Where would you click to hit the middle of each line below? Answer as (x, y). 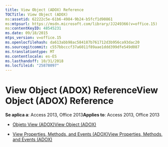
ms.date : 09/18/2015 (27, 33)
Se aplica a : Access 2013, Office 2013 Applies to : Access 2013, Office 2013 (82, 115)
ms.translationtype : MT (30, 51)
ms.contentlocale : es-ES (31, 56)
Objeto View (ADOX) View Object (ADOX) (54, 124)
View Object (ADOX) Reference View (82, 90)
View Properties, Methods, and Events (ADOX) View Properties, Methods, (87, 134)
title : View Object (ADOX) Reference (44, 10)
